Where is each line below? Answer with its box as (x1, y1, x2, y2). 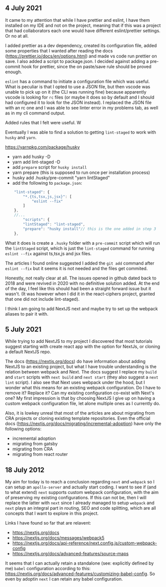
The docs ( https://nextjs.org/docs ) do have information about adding (5, 359, 146, 365)
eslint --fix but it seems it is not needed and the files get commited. (5, 265, 148, 271)
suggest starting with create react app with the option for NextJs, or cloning (5, 344, 160, 350)
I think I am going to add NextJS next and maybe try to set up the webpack (5, 306, 158, 312)
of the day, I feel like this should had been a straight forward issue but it (5, 285, 151, 291)
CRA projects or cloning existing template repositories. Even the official (5, 416, 150, 422)
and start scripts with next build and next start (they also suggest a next (5, 374, 159, 380)
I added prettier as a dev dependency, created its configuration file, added (5, 42, 157, 49)
